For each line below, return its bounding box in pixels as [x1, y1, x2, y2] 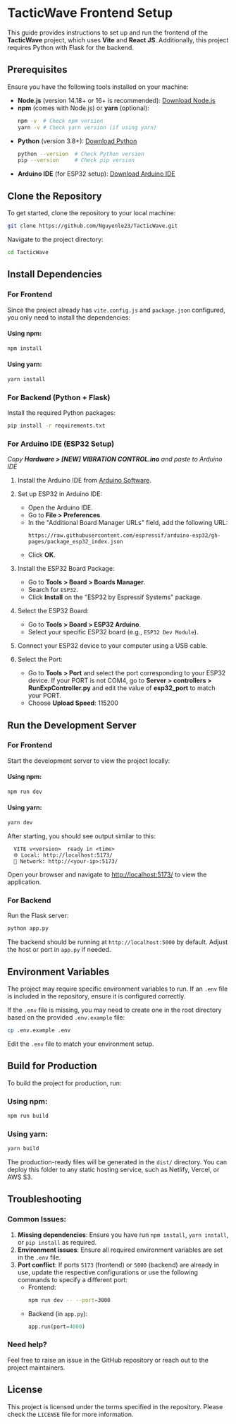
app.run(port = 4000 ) [27, 1323, 86, 1330]
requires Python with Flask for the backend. [7, 43, 134, 52]
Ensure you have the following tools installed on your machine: [7, 83, 189, 91]
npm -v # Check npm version [17, 117, 104, 124]
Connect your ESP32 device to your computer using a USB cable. [17, 641, 208, 650]
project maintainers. [7, 1363, 66, 1372]
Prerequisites [7, 64, 68, 76]
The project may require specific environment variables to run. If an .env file [7, 984, 228, 993]
